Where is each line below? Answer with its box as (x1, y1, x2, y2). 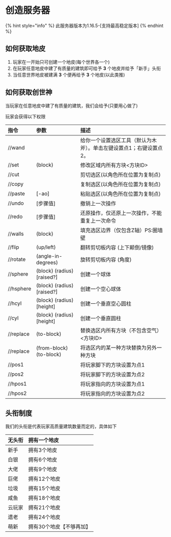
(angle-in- (36, 252, 63, 259)
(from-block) (36, 344, 68, 351)
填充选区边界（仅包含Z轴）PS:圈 (80, 227, 158, 234)
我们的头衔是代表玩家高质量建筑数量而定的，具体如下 (5, 423, 117, 429)
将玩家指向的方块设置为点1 (80, 380, 145, 387)
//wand (8, 144, 25, 151)
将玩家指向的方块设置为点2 (80, 390, 145, 397)
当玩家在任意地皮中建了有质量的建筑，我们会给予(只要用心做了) (5, 103, 138, 109)
